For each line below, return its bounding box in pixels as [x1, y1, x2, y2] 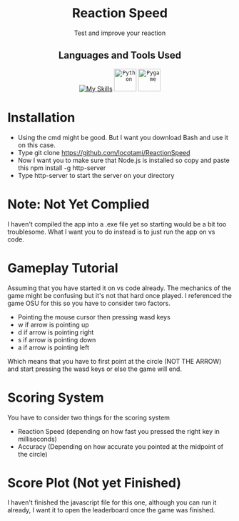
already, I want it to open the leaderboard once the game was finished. [7, 506, 215, 515]
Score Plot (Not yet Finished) [7, 475, 182, 491]
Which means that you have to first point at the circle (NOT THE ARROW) [7, 357, 222, 365]
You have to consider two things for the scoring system [7, 413, 170, 422]
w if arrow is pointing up [17, 320, 89, 329]
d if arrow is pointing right [17, 327, 94, 337]
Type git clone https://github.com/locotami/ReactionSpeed [17, 148, 190, 157]
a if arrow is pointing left [17, 343, 89, 352]
